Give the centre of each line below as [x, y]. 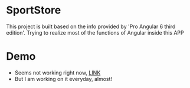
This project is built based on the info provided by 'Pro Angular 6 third [91, 26]
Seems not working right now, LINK [58, 72]
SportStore [34, 10]
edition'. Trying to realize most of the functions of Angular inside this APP [95, 32]
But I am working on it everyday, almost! [63, 79]
